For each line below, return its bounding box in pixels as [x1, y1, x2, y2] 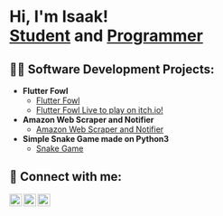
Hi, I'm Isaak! [9, 6, 108, 27]
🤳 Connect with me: [9, 169, 122, 184]
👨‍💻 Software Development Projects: [9, 61, 215, 77]
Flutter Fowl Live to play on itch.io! [35, 105, 164, 115]
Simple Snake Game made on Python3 [22, 134, 170, 144]
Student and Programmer [9, 25, 203, 46]
